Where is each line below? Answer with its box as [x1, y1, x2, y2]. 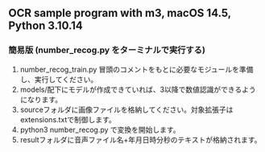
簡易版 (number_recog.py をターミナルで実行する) [8, 44, 205, 55]
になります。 [19, 94, 63, 104]
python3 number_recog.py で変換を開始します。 [19, 125, 180, 134]
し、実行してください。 [19, 74, 98, 84]
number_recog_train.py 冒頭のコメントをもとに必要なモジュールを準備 [19, 64, 254, 74]
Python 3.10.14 [8, 19, 83, 33]
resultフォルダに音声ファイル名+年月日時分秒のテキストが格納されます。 [19, 134, 262, 144]
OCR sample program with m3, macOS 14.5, [8, 6, 231, 20]
